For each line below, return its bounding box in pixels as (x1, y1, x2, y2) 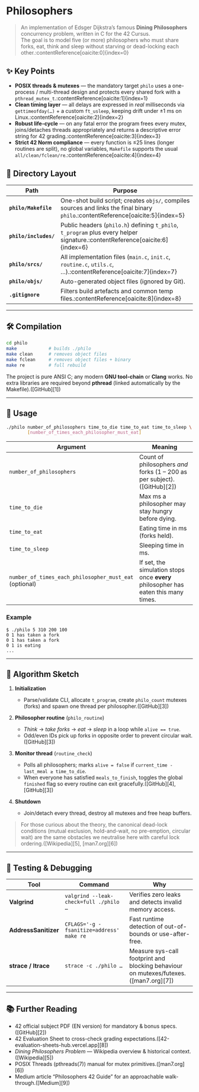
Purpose (113, 186, 138, 194)
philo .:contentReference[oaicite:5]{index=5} (60, 211, 185, 219)
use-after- (159, 930, 190, 938)
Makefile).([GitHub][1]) (6, 385, 61, 393)
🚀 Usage (6, 409, 37, 419)
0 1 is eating (6, 642, 41, 648)
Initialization (14, 685, 46, 692)
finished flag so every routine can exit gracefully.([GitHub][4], (23, 780, 176, 787)
